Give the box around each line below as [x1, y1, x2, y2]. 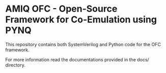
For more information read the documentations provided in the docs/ [5, 56, 149, 62]
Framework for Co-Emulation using [5, 14, 157, 25]
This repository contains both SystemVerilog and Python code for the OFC [5, 41, 161, 47]
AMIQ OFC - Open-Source [5, 3, 118, 15]
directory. [5, 62, 25, 68]
